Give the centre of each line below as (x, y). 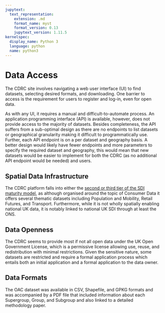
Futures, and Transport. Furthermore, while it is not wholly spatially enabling (82, 204)
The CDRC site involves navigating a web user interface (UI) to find (73, 88)
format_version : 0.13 (36, 28)
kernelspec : (17, 37)
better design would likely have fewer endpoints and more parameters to (79, 145)
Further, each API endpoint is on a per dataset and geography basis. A (76, 140)
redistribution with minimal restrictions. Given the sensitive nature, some (78, 252)
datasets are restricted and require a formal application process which (76, 257)
